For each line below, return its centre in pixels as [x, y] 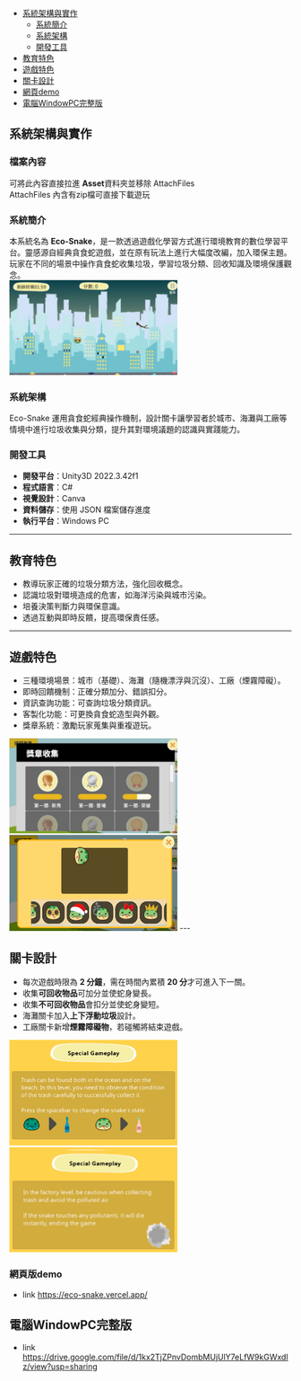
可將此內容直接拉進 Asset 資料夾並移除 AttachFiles [102, 183]
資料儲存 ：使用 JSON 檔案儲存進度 [86, 509]
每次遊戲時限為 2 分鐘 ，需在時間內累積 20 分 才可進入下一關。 [136, 981]
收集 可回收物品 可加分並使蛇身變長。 [89, 993]
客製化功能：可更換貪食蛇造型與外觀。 [93, 713]
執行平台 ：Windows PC [65, 521]
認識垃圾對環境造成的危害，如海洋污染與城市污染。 [116, 595]
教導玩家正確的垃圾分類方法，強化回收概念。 [105, 584]
